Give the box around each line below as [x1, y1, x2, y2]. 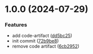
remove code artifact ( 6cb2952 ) [12, 43, 80, 49]
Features [5, 21, 27, 28]
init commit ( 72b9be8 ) [12, 38, 59, 44]
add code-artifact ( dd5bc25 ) [12, 32, 72, 38]
